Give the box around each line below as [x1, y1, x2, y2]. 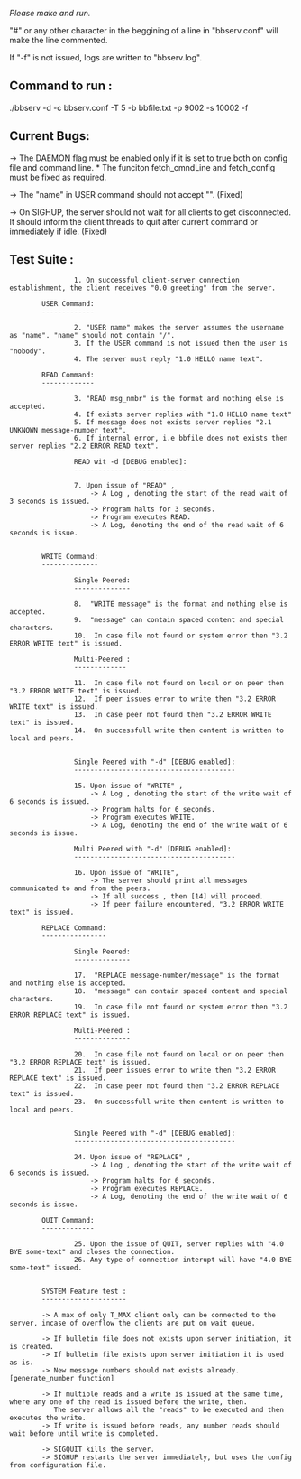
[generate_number [9, 1374, 75, 1383]
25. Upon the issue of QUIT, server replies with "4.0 [73, 1240, 284, 1249]
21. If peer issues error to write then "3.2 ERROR [73, 1065, 277, 1075]
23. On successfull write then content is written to [73, 1097, 284, 1107]
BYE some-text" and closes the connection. [9, 1248, 176, 1257]
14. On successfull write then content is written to [73, 726, 284, 735]
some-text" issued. [9, 1263, 83, 1272]
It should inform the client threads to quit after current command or [9, 216, 259, 227]
